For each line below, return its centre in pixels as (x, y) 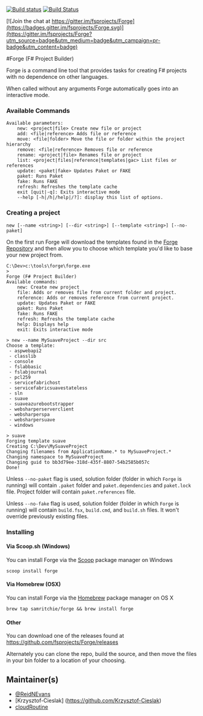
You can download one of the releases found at (65, 636)
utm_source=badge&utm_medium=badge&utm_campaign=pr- (83, 40)
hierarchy (19, 145)
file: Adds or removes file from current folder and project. (97, 292)
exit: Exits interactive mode (55, 330)
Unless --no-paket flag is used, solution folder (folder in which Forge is (94, 478)
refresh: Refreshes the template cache (67, 187)
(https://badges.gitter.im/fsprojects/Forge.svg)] (65, 28)
